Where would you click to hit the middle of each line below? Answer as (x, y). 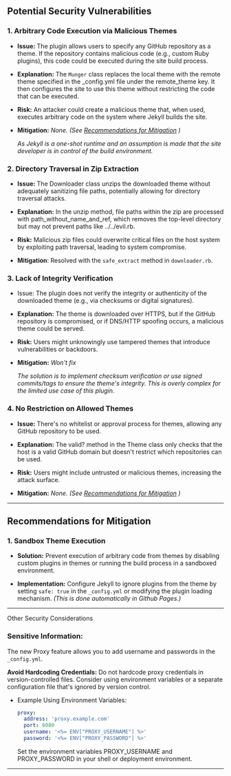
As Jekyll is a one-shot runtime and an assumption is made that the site (119, 143)
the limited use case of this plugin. (66, 391)
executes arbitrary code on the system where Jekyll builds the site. (112, 117)
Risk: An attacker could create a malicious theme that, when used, (111, 109)
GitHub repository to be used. (59, 431)
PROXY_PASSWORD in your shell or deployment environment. (104, 759)
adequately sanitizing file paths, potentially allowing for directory (109, 191)
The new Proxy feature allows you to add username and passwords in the (111, 651)
